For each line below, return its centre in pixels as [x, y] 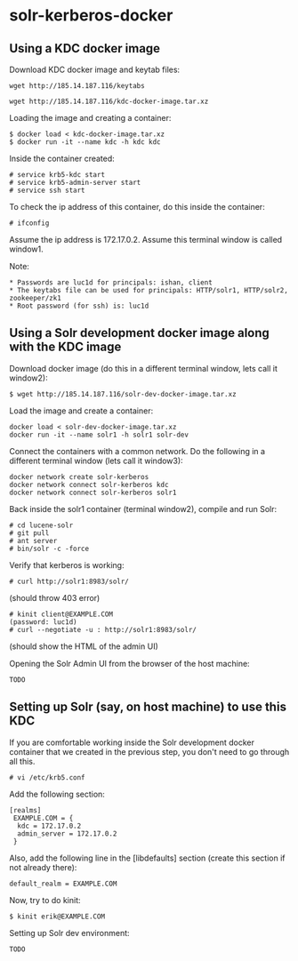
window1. [27, 249]
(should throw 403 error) [55, 597]
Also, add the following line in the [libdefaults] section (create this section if [148, 858]
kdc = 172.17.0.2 [49, 826]
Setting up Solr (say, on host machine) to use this [148, 707]
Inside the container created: [62, 158]
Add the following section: [57, 794]
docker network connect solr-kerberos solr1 [93, 493]
